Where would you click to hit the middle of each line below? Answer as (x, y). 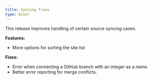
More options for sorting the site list (49, 47)
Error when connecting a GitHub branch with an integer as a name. (80, 67)
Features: (15, 38)
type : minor (17, 14)
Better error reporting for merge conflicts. (55, 72)
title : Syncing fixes (27, 10)
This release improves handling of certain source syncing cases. (71, 28)
